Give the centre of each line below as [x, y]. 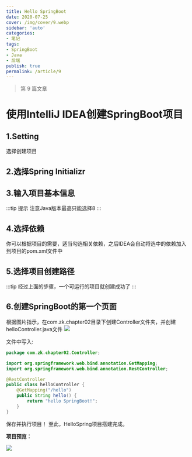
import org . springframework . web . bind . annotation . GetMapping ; [82, 363]
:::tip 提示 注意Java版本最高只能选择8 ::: [54, 208]
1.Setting [22, 136]
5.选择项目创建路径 [40, 271]
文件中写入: [20, 341]
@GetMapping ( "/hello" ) [44, 390]
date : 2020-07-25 [27, 17]
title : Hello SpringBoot [36, 11]
